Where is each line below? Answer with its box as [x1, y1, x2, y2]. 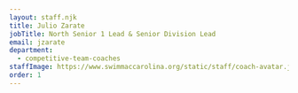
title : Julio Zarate [9, 21, 86, 30]
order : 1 [9, 71, 42, 80]
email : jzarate [9, 37, 66, 47]
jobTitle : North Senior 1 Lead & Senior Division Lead [9, 29, 216, 38]
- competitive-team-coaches [17, 54, 122, 63]
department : [9, 46, 53, 55]
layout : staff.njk [9, 12, 77, 22]
